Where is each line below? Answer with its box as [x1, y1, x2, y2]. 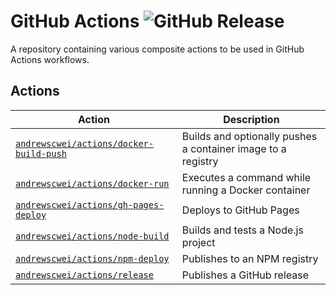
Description [223, 112, 280, 126]
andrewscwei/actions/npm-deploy [15, 253, 170, 264]
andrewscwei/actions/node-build [15, 230, 170, 242]
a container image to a [181, 141, 287, 155]
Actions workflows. [10, 53, 90, 65]
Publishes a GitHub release [181, 268, 310, 282]
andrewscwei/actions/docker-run [15, 178, 170, 189]
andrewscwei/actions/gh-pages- [15, 199, 165, 210]
